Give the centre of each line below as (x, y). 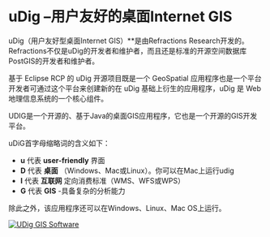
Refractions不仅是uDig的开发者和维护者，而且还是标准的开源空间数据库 (128, 50)
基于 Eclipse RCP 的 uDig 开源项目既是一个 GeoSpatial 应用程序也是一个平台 (135, 78)
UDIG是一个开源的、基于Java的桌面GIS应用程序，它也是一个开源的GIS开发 (133, 115)
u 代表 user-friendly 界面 (62, 160)
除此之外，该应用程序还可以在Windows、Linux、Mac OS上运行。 (117, 208)
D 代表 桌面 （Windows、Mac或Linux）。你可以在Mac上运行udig (127, 170)
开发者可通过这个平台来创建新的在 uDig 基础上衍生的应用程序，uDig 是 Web (135, 88)
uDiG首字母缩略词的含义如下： (60, 143)
